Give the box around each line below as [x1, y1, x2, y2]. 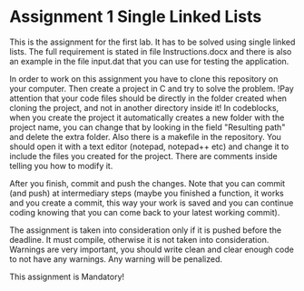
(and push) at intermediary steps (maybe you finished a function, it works [9, 187, 284, 198]
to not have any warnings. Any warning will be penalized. [9, 253, 222, 265]
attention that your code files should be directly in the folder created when [9, 93, 288, 104]
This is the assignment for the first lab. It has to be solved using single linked [9, 36, 296, 47]
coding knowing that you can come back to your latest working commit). [9, 206, 280, 217]
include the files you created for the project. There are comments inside [9, 150, 279, 161]
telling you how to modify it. [9, 160, 113, 171]
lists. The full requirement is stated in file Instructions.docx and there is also [9, 45, 292, 56]
